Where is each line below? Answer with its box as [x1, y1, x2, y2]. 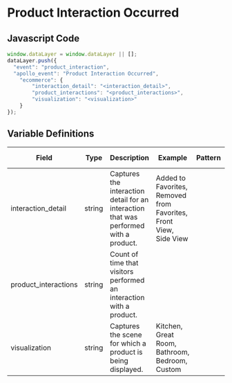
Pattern [195, 152, 221, 162]
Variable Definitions [7, 128, 95, 140]
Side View [155, 233, 188, 243]
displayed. [110, 364, 144, 374]
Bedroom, [155, 355, 188, 365]
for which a [110, 338, 146, 348]
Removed [155, 190, 187, 200]
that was [110, 212, 138, 222]
